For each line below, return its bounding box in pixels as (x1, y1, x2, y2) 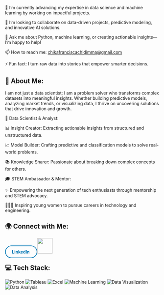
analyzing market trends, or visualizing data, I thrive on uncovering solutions (5, 100, 159, 106)
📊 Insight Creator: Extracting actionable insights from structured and (5, 125, 144, 131)
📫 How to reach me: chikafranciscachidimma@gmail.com (5, 49, 122, 55)
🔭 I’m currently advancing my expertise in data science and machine (5, 5, 143, 10)
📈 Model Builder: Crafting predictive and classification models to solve (5, 142, 148, 147)
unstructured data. (5, 132, 43, 138)
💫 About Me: (5, 77, 44, 86)
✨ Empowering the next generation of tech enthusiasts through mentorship (5, 187, 157, 193)
